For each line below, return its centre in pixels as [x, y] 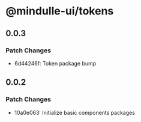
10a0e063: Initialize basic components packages [75, 112]
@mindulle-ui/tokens [60, 11]
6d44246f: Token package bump [55, 63]
